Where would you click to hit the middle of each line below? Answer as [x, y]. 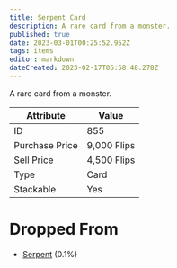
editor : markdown [42, 59]
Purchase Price [46, 145]
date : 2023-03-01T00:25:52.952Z [70, 43]
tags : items [31, 51]
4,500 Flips [111, 160]
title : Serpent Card [48, 18]
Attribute [46, 115]
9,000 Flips [111, 145]
